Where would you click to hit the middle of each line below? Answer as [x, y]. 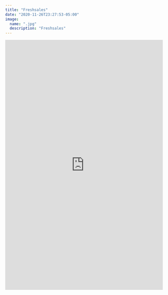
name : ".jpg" [23, 24]
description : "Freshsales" [38, 28]
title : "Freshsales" [27, 10]
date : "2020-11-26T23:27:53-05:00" [42, 14]
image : [12, 19]
